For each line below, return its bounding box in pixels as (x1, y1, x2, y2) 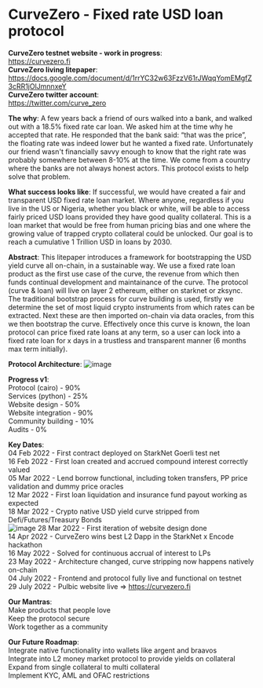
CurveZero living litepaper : (8, 64, 98, 74)
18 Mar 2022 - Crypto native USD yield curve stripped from (8, 507, 200, 516)
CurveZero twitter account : (8, 90, 100, 99)
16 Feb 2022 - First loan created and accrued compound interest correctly (8, 456, 249, 466)
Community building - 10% (8, 416, 94, 426)
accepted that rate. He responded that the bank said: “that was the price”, (8, 130, 247, 139)
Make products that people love (8, 605, 111, 614)
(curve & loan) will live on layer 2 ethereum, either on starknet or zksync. (8, 285, 243, 295)
